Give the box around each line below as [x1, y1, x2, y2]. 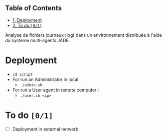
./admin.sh [19, 82, 43, 87]
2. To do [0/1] [12, 22, 42, 28]
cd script [12, 72, 33, 77]
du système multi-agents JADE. [5, 37, 70, 43]
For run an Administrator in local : [12, 76, 81, 82]
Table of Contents [5, 4, 62, 12]
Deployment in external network [12, 126, 79, 132]
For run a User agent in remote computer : [12, 87, 99, 93]
